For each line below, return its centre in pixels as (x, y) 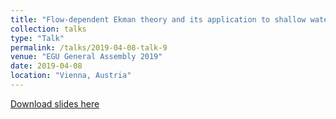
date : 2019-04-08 (46, 66)
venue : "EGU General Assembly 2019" (86, 57)
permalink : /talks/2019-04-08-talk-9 (89, 47)
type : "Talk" (37, 38)
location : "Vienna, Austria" (71, 76)
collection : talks (48, 29)
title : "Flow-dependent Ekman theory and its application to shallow (158, 19)
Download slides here (55, 103)
